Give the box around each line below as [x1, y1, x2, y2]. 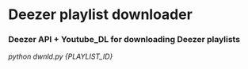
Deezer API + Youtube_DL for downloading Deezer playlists [8, 34, 240, 45]
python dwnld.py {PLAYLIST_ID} [8, 52, 113, 61]
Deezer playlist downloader [8, 6, 193, 24]
